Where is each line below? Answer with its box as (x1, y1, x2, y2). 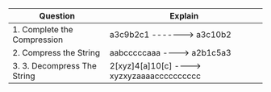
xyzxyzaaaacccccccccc (109, 70, 202, 82)
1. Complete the (12, 24, 73, 35)
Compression (12, 34, 63, 45)
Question (39, 10, 75, 21)
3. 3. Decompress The (12, 61, 97, 71)
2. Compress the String (12, 48, 101, 58)
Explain (169, 10, 199, 21)
